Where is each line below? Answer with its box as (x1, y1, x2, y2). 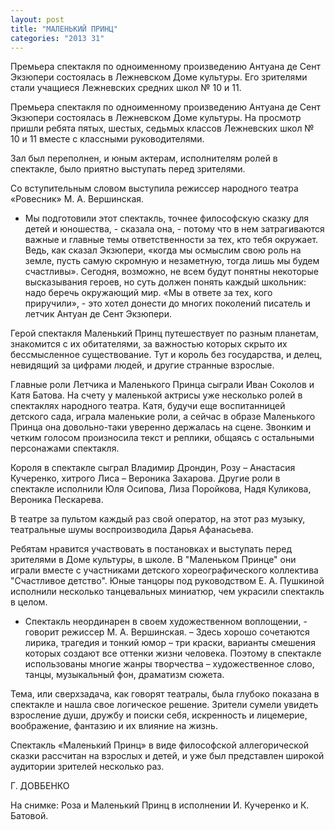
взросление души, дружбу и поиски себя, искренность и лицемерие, (10, 709, 308, 721)
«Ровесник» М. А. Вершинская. (10, 193, 145, 205)
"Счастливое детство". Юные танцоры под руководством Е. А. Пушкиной (10, 575, 325, 587)
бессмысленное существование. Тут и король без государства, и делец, (10, 349, 323, 361)
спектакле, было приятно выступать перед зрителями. (10, 163, 246, 175)
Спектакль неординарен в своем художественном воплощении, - (24, 616, 308, 628)
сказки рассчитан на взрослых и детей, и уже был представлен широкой (10, 750, 325, 762)
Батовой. (10, 810, 49, 822)
